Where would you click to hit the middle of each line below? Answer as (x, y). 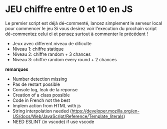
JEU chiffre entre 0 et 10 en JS (69, 9)
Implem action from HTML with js (46, 105)
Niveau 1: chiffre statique (38, 49)
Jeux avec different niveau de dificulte (52, 43)
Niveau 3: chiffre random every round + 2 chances (64, 59)
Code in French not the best (41, 100)
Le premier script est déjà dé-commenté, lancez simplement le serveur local (84, 23)
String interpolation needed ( (42, 111)
